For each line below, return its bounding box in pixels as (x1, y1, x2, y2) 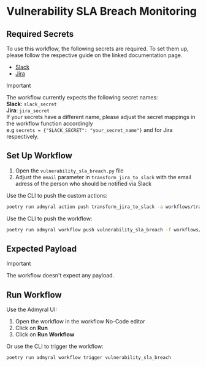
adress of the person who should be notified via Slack (15, 180, 152, 187)
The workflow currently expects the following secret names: (6, 94, 158, 101)
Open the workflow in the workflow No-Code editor (15, 318, 145, 325)
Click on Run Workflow (15, 331, 75, 338)
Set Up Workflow (6, 150, 72, 161)
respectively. (6, 133, 39, 140)
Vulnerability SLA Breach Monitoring (6, 4, 197, 18)
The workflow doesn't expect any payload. (6, 272, 115, 279)
